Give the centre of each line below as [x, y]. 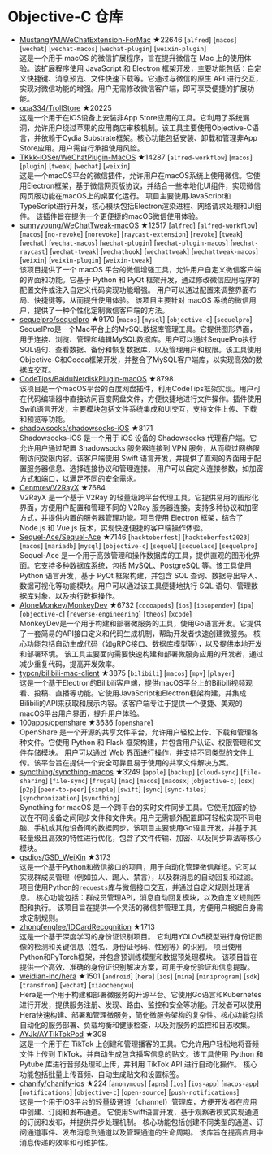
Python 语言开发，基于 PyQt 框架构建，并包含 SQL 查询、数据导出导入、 [140, 575]
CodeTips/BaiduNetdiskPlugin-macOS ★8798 [96, 378]
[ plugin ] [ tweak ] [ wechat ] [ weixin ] [75, 166]
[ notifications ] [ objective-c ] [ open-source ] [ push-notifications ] [129, 1092]
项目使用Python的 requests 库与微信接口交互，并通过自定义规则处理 [131, 887]
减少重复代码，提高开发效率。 [69, 664]
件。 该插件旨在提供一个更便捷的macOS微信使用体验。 [111, 216]
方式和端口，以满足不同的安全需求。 [80, 478]
